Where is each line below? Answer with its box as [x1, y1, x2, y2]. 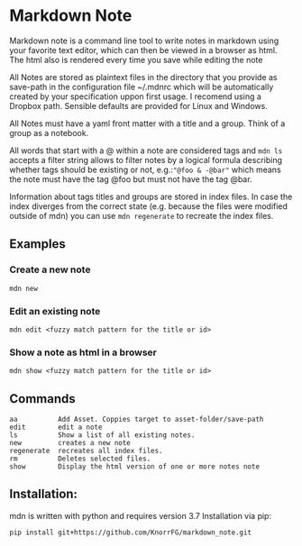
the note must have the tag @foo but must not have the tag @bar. [9, 173, 252, 185]
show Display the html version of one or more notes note [9, 462, 260, 471]
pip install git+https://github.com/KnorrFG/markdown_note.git [9, 528, 252, 537]
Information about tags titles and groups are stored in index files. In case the [9, 191, 293, 202]
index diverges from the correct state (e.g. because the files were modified [9, 200, 288, 212]
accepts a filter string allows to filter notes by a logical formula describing [9, 154, 282, 165]
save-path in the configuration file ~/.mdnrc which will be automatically [9, 81, 274, 92]
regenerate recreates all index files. [9, 447, 164, 456]
